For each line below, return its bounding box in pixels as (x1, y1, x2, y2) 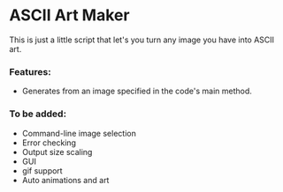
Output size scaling (21, 146, 93, 157)
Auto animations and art (21, 174, 110, 185)
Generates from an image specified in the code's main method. (21, 85, 252, 97)
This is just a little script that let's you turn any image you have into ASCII (9, 34, 275, 45)
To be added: (9, 107, 67, 120)
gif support (21, 165, 64, 176)
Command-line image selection (21, 128, 137, 138)
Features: (9, 65, 51, 78)
